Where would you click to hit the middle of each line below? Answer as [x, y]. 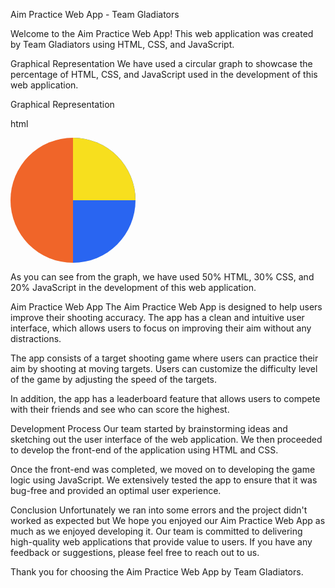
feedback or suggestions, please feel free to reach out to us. [135, 552]
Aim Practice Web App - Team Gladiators [95, 14]
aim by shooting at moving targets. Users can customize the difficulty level [164, 368]
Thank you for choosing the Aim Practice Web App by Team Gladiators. [157, 572]
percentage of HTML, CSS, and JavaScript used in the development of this [164, 74]
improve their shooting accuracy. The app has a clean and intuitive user [157, 317]
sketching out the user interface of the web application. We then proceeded [166, 439]
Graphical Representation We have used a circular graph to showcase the [161, 63]
